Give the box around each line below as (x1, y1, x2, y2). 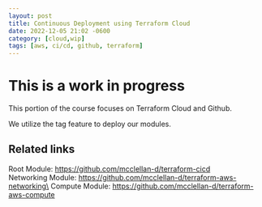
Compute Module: (50, 181, 111, 191)
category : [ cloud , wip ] (8, 34, 85, 43)
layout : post (8, 11, 53, 20)
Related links (8, 142, 75, 156)
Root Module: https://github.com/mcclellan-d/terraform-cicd (8, 163, 211, 174)
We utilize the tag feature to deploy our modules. (8, 119, 172, 129)
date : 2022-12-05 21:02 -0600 (8, 27, 111, 35)
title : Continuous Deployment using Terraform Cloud (8, 19, 191, 27)
